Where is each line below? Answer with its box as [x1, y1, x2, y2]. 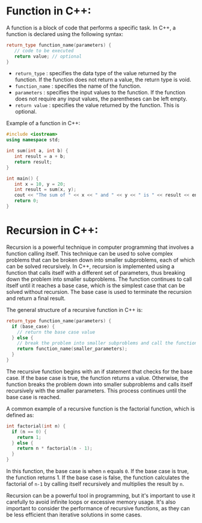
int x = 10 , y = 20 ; [14, 181, 66, 187]
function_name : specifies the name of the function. [14, 82, 141, 90]
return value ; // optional [14, 53, 82, 60]
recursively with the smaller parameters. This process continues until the [6, 387, 186, 394]
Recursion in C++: [6, 224, 99, 237]
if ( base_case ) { [11, 323, 55, 329]
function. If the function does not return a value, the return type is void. [14, 76, 191, 84]
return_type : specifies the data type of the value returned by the [14, 70, 177, 77]
